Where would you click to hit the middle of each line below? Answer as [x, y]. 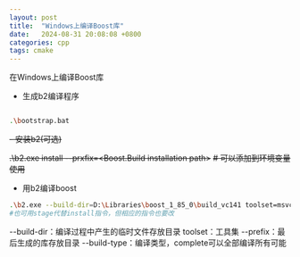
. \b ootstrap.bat [39, 121]
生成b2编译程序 [50, 96]
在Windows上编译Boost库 [57, 78]
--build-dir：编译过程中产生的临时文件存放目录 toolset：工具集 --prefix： [144, 231]
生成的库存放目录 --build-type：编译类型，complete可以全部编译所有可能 [152, 243]
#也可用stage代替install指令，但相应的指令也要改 [92, 213]
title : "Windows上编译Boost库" [67, 26]
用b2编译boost [50, 188]
